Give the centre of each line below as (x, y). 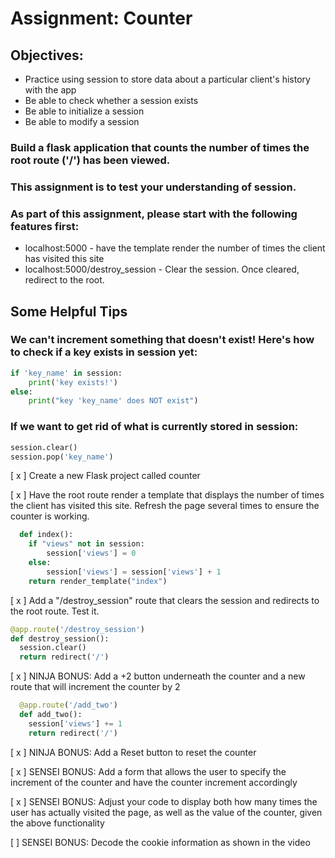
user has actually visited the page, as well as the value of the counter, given (166, 812)
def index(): (46, 535)
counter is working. (50, 516)
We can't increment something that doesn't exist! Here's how (162, 340)
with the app (50, 90)
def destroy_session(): (60, 638)
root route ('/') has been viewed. (90, 160)
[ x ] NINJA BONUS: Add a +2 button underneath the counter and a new (158, 676)
